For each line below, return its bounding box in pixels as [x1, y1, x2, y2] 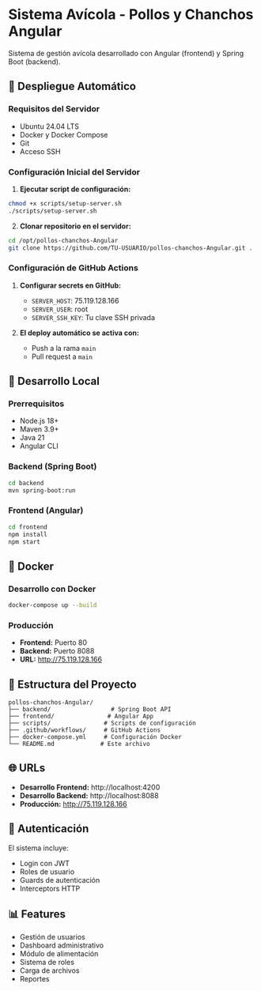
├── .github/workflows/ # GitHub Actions [8, 726, 161, 734]
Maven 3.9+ [19, 424, 59, 434]
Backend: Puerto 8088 [19, 646, 95, 656]
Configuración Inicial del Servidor [8, 166, 141, 177]
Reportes [19, 974, 50, 984]
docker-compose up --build [8, 601, 97, 609]
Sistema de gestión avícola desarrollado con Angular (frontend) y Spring [8, 48, 244, 58]
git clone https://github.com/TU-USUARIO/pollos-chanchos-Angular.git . [8, 243, 253, 252]
